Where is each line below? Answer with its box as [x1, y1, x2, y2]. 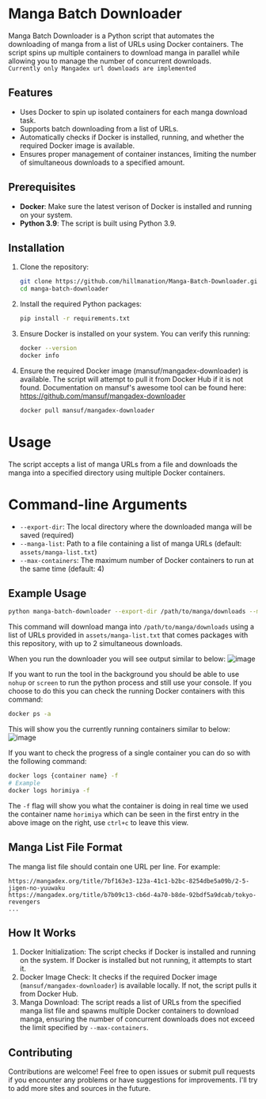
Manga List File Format [8, 841, 123, 854]
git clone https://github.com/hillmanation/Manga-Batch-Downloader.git [19, 278, 261, 286]
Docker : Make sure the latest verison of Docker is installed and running [19, 201, 253, 211]
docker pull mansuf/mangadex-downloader [19, 406, 155, 414]
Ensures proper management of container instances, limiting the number [19, 149, 256, 158]
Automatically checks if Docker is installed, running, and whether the [19, 132, 245, 142]
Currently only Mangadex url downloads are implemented [8, 64, 196, 72]
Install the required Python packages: [19, 299, 142, 309]
